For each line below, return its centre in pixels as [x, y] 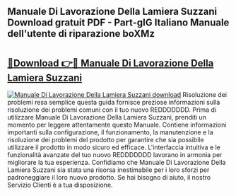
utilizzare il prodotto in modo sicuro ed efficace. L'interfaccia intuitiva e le [114, 147]
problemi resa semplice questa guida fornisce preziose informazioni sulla [114, 102]
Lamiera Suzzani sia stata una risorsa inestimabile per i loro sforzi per [108, 170]
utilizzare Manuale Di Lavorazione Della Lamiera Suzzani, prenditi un [107, 117]
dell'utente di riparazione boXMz [81, 34]
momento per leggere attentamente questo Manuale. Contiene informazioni [117, 125]
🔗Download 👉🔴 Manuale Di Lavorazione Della [111, 63]
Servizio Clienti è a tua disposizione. [60, 185]
